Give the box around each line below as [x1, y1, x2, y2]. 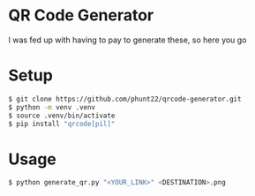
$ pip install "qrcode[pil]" [8, 119, 116, 128]
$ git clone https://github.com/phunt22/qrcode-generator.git [8, 94, 242, 103]
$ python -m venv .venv [8, 102, 96, 111]
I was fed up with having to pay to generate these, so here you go [8, 34, 247, 45]
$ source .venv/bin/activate [8, 111, 116, 120]
